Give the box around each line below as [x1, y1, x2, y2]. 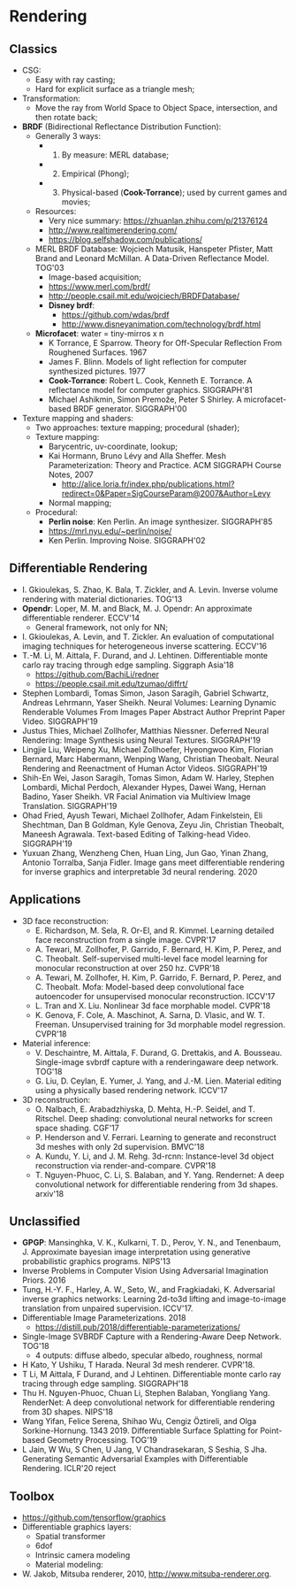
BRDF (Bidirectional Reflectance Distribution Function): [21, 121, 222, 132]
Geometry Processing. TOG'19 [47, 1435, 157, 1445]
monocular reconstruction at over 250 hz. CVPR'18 [34, 962, 221, 973]
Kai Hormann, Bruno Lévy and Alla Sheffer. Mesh [48, 451, 227, 461]
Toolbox [9, 1489, 55, 1504]
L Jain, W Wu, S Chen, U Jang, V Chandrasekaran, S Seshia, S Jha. [21, 1445, 268, 1455]
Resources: [34, 206, 77, 216]
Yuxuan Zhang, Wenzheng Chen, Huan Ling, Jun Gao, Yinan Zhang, [21, 847, 269, 858]
